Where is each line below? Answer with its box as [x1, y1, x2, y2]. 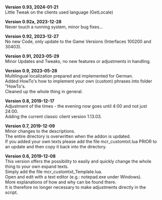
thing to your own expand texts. [5, 163, 69, 169]
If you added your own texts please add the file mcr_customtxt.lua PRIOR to [5, 139, 157, 144]
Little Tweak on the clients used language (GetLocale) [5, 9, 114, 15]
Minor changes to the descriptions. [5, 128, 76, 134]
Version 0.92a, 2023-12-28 [5, 19, 62, 24]
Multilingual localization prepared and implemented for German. [5, 73, 133, 79]
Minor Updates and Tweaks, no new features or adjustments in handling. [5, 59, 151, 64]
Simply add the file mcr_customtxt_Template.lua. [5, 169, 102, 175]
